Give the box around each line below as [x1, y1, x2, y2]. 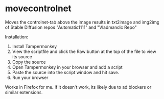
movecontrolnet [5, 3, 72, 14]
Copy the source [12, 59, 46, 65]
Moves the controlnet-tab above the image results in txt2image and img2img [5, 19, 160, 25]
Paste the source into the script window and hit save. [12, 69, 119, 75]
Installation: [5, 34, 28, 40]
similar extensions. [5, 89, 43, 95]
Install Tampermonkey [12, 43, 57, 49]
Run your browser [12, 74, 48, 80]
